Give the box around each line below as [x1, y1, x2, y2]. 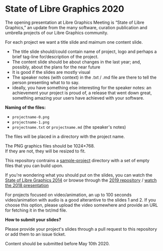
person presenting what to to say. [12, 79, 80, 85]
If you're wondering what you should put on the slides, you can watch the [5, 172, 152, 178]
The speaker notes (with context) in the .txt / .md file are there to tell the [12, 74, 157, 80]
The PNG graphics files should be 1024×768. [5, 143, 95, 149]
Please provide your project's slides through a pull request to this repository [5, 226, 157, 232]
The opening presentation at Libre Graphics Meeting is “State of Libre [5, 19, 145, 25]
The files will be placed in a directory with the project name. [5, 134, 125, 139]
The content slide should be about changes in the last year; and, [12, 59, 141, 65]
